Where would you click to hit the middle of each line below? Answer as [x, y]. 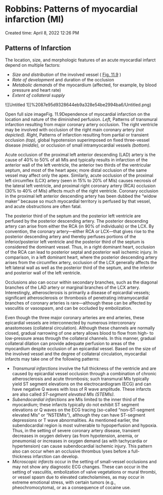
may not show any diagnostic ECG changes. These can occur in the [80, 467]
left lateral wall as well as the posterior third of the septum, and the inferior [80, 267]
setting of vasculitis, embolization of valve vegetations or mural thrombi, [84, 472]
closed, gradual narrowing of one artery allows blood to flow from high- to [79, 333]
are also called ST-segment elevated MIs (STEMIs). [63, 394]
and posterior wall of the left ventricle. [43, 273]
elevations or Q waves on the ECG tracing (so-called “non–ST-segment [83, 410]
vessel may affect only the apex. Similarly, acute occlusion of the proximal [79, 175]
